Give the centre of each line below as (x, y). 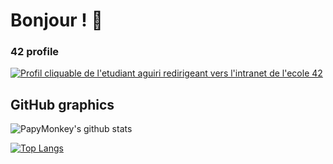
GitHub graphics (62, 104)
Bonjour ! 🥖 (56, 20)
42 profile (35, 52)
